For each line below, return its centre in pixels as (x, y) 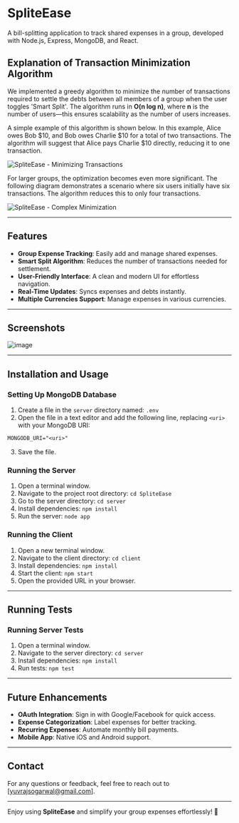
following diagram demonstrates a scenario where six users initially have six (119, 185)
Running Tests (40, 609)
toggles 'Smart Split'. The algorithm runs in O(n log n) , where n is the (108, 106)
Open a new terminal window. (61, 550)
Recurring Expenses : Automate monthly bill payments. (98, 730)
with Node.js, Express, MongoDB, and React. (73, 40)
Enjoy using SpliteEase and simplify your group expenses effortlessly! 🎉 (113, 812)
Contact (26, 766)
